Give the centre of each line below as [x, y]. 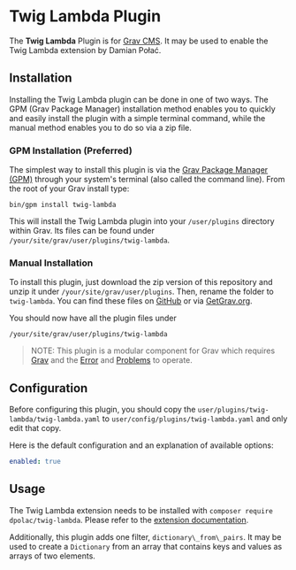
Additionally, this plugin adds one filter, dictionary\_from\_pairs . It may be [145, 536]
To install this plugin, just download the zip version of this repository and [141, 282]
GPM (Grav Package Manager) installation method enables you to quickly [142, 109]
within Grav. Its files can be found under [82, 231]
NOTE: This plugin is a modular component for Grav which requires [153, 350]
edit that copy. [35, 428]
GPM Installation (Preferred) [71, 150]
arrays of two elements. [52, 556]
